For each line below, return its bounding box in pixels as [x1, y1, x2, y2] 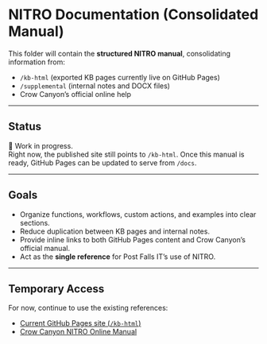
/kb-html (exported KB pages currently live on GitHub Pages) [19, 72, 220, 82]
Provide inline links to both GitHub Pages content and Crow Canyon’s [19, 234, 246, 244]
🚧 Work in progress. [8, 141, 73, 150]
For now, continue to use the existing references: [8, 303, 168, 313]
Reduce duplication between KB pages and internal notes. [19, 226, 211, 236]
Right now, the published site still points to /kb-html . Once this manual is [8, 149, 245, 159]
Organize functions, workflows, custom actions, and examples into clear [19, 209, 257, 219]
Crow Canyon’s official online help [19, 89, 132, 99]
